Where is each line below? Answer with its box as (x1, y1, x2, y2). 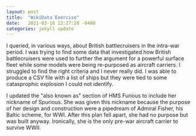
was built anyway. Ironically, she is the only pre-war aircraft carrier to (6, 118, 179, 125)
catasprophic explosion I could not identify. (6, 81, 113, 88)
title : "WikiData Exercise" (6, 14, 80, 20)
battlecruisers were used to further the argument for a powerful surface (6, 55, 185, 62)
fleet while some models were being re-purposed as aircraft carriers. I (6, 61, 181, 69)
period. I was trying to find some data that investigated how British (6, 49, 171, 56)
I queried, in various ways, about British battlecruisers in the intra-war (6, 42, 180, 49)
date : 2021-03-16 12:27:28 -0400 (6, 20, 96, 26)
